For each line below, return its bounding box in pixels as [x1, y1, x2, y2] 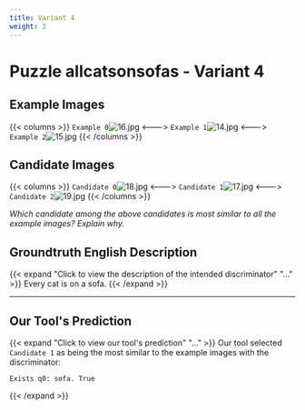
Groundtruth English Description [9, 245, 198, 260]
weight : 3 [9, 22, 47, 31]
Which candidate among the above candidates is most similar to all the [9, 208, 277, 219]
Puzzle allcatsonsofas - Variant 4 [9, 61, 265, 82]
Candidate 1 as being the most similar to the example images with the [9, 346, 270, 357]
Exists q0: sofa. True [9, 374, 95, 383]
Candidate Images [9, 156, 115, 173]
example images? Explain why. [9, 218, 125, 229]
